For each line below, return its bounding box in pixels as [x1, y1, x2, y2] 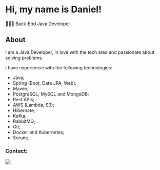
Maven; [12, 85, 29, 91]
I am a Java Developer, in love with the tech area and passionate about [5, 49, 155, 55]
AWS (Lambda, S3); [12, 102, 55, 108]
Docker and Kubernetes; [12, 129, 65, 135]
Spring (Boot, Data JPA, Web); [12, 80, 77, 86]
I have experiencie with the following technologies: [5, 64, 113, 70]
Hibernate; [12, 107, 35, 114]
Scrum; [12, 135, 28, 141]
